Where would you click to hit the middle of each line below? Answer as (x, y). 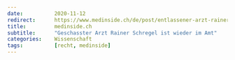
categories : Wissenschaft (50, 39)
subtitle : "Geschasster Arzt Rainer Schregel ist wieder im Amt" (112, 33)
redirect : (22, 20)
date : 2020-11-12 (47, 13)
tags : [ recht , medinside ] (59, 46)
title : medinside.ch (50, 26)
